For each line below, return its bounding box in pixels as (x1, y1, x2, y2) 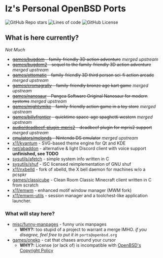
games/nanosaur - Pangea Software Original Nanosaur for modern (12, 93, 148, 99)
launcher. (12, 198, 32, 204)
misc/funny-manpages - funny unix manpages (12, 221, 107, 227)
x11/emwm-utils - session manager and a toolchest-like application (12, 192, 148, 198)
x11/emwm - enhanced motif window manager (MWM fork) (12, 187, 132, 193)
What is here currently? (5, 34, 79, 42)
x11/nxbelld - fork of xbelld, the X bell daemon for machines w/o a (12, 166, 146, 172)
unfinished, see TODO (12, 150, 59, 156)
